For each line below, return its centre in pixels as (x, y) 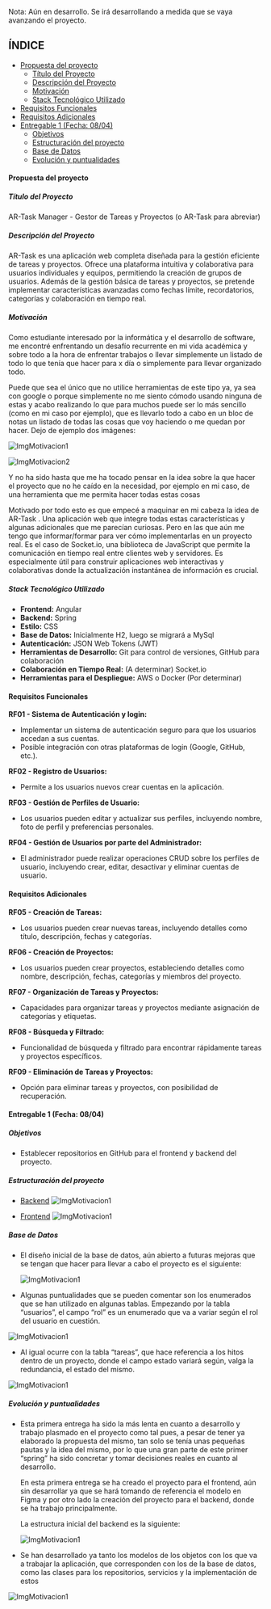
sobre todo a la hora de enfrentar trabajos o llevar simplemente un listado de (135, 355)
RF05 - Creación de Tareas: (55, 912)
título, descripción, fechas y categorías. (85, 936)
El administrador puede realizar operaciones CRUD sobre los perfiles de (140, 858)
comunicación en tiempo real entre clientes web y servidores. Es (116, 554)
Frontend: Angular (51, 609)
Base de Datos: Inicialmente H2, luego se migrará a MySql (117, 635)
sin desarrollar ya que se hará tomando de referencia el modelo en (131, 1491)
